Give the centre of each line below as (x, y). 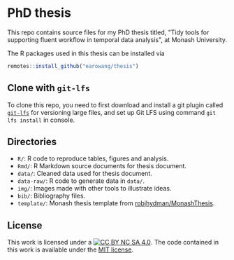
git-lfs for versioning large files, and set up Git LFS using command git (112, 112)
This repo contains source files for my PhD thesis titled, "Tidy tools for (108, 32)
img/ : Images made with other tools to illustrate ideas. (94, 189)
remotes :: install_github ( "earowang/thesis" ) (73, 66)
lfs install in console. (41, 120)
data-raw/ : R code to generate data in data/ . (81, 181)
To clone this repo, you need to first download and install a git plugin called (115, 105)
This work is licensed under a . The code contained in (113, 242)
